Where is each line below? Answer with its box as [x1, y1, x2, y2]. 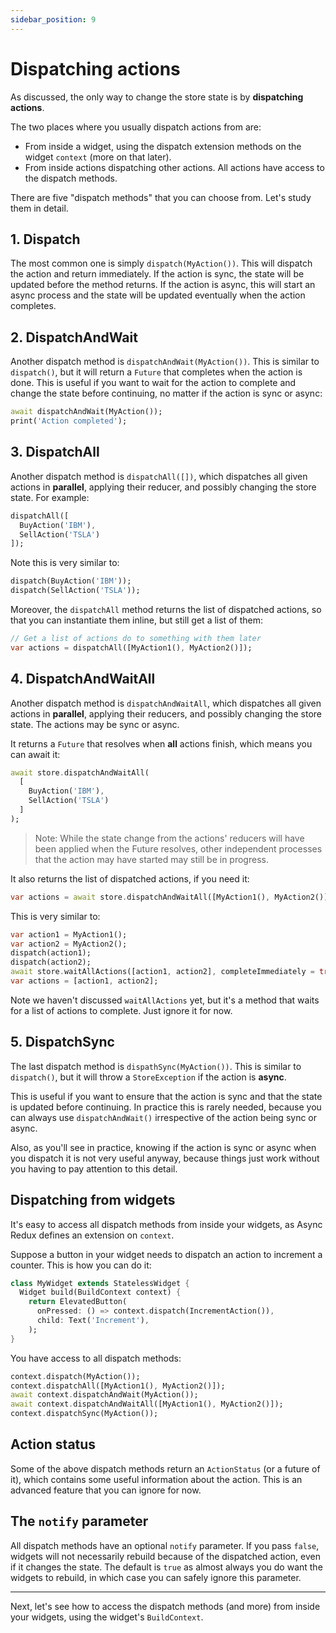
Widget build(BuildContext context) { [19, 1287, 182, 1298]
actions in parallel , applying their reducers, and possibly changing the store [10, 707, 323, 720]
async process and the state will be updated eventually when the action [10, 289, 306, 301]
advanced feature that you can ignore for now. [10, 1484, 202, 1496]
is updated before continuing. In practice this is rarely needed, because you [10, 1101, 322, 1113]
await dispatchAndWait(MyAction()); [10, 407, 163, 417]
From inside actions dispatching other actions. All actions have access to [24, 161, 325, 173]
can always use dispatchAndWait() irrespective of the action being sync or [10, 1111, 318, 1123]
